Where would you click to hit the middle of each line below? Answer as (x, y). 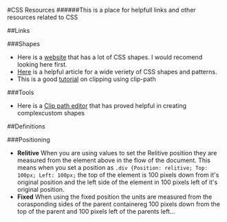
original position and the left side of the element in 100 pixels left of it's (117, 182)
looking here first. (42, 64)
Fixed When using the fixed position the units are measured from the (115, 197)
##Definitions (26, 126)
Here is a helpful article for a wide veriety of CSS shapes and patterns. (117, 72)
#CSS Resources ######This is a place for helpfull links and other (101, 10)
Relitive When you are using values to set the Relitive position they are (117, 153)
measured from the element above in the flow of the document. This (114, 160)
